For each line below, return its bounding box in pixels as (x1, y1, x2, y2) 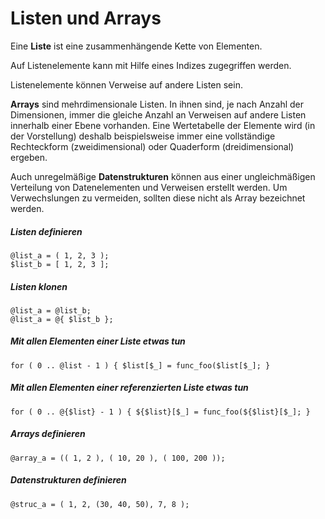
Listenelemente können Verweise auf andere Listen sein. (10, 78, 243, 91)
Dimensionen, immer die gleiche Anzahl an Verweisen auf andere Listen (10, 108, 307, 121)
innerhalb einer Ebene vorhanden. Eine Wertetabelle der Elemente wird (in (10, 119, 316, 131)
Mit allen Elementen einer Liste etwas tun (10, 335, 186, 347)
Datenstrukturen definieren (10, 474, 127, 486)
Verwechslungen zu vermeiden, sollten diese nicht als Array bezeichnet (10, 192, 306, 204)
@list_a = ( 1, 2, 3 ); (10, 250, 110, 261)
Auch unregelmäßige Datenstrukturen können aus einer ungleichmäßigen (10, 170, 316, 182)
